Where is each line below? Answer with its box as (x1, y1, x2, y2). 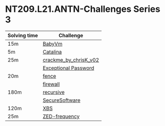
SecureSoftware (43, 97, 81, 104)
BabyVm (43, 40, 63, 47)
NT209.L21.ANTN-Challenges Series (5, 3, 161, 15)
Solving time (7, 32, 38, 39)
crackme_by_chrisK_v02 (43, 56, 99, 63)
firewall (43, 80, 60, 87)
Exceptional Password (43, 64, 95, 71)
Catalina (43, 48, 62, 55)
